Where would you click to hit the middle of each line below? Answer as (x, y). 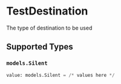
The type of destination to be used (49, 28)
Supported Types (40, 47)
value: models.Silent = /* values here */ (60, 75)
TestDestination (47, 11)
